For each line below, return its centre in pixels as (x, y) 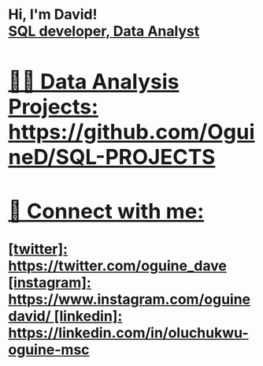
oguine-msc (49, 349)
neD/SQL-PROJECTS (112, 157)
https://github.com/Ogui (131, 131)
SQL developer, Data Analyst (104, 31)
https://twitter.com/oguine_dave (117, 265)
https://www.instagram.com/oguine (130, 299)
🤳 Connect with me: (106, 211)
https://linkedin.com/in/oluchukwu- (129, 332)
